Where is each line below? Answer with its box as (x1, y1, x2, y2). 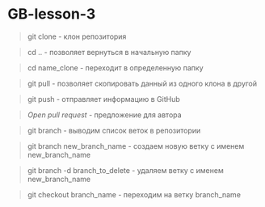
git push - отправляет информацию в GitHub (27, 94, 181, 103)
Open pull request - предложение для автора (27, 110, 183, 120)
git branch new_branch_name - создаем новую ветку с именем (27, 141, 245, 150)
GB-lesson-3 (7, 5, 96, 23)
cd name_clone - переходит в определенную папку (27, 62, 204, 73)
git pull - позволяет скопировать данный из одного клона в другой (27, 78, 258, 88)
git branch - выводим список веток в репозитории (27, 125, 201, 135)
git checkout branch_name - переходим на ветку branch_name (27, 189, 242, 199)
